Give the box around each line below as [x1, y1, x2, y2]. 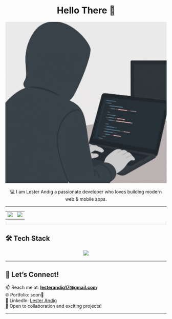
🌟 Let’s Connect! [5, 270, 59, 279]
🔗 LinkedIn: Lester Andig [5, 297, 57, 304]
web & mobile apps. [65, 196, 107, 202]
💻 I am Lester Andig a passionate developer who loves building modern [10, 188, 162, 195]
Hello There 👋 [57, 5, 115, 16]
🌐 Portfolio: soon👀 [5, 291, 45, 297]
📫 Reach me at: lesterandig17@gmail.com [5, 284, 97, 290]
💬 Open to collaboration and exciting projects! [5, 303, 102, 309]
